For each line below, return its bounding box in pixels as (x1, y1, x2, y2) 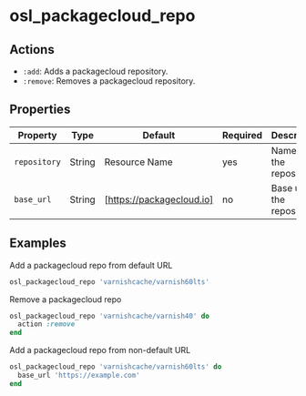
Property (17, 128, 57, 141)
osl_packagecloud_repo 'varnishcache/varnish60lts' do (9, 362, 222, 371)
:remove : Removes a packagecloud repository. (22, 76, 196, 86)
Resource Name (104, 156, 173, 168)
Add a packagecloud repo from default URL (9, 259, 173, 270)
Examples (9, 236, 66, 251)
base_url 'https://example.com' (17, 371, 141, 380)
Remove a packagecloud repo (9, 293, 122, 305)
